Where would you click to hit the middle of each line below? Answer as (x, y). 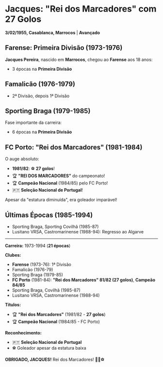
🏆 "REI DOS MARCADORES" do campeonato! (58, 176)
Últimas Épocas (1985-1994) (49, 215)
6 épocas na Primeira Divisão (42, 132)
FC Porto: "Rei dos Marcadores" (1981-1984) (74, 147)
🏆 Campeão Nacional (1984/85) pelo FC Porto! (60, 183)
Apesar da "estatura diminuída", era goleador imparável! (61, 200)
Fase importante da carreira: (33, 122)
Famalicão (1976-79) (33, 269)
